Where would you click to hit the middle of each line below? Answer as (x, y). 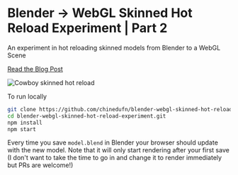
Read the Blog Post (35, 69)
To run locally (27, 96)
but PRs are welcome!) (40, 165)
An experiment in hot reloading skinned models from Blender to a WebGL (114, 47)
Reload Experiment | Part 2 (87, 28)
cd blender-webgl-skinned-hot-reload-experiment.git (87, 116)
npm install (25, 123)
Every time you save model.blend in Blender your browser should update (113, 142)
